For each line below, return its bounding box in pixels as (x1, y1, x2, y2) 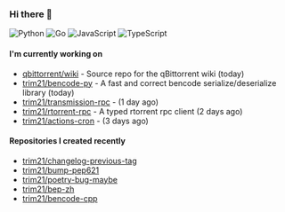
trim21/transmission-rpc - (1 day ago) (21, 97, 159, 107)
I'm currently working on (9, 48, 103, 59)
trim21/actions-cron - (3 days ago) (21, 115, 149, 126)
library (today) (21, 87, 75, 98)
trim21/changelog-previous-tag (21, 155, 138, 166)
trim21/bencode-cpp (21, 192, 98, 203)
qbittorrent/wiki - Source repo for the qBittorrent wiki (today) (21, 68, 245, 79)
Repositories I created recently (9, 136, 126, 146)
